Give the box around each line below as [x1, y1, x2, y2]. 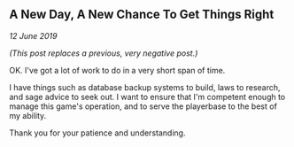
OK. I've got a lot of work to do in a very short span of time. [9, 65, 226, 75]
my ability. [9, 110, 47, 120]
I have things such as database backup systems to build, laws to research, [9, 81, 281, 92]
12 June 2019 [9, 30, 58, 41]
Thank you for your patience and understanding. [9, 128, 186, 138]
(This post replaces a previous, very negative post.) [9, 48, 198, 58]
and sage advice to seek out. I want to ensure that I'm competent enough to [9, 91, 286, 102]
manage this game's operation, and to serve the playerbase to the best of [9, 101, 277, 112]
